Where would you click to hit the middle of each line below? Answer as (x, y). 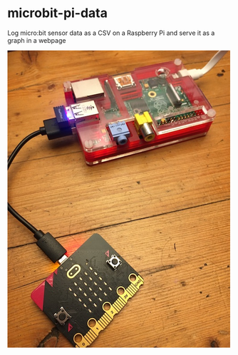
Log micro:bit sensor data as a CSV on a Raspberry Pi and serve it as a (111, 33)
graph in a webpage (37, 40)
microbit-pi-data (58, 13)
